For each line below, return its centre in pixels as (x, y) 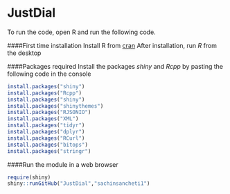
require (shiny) (29, 177)
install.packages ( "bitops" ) (48, 145)
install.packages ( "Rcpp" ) (44, 93)
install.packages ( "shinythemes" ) (55, 106)
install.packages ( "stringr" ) (49, 151)
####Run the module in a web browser (63, 164)
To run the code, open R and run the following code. (81, 32)
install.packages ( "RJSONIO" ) (49, 113)
